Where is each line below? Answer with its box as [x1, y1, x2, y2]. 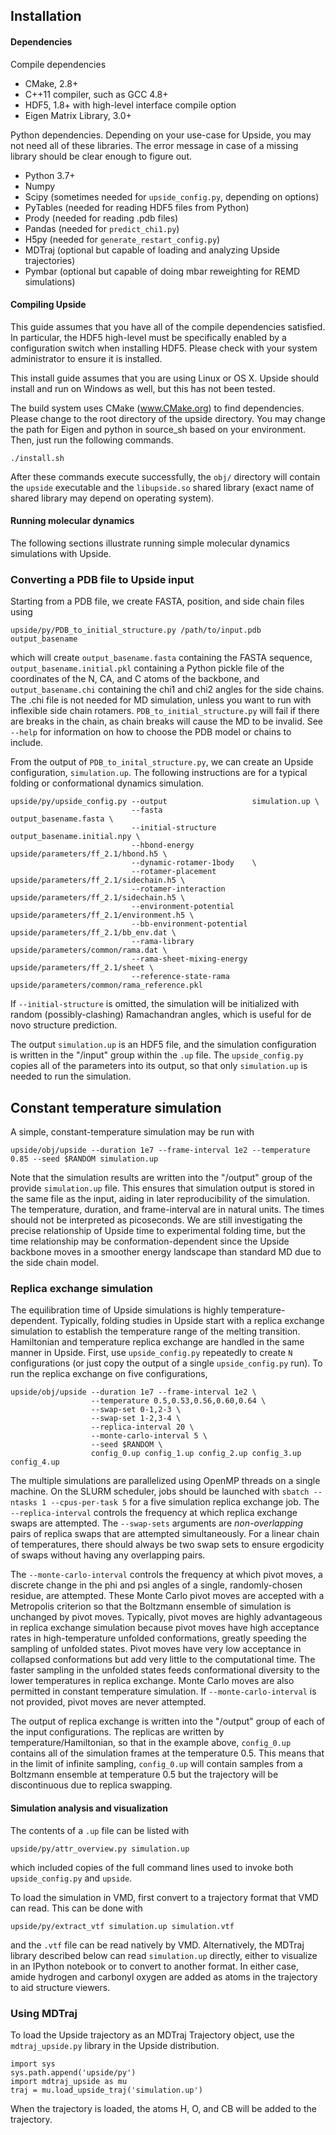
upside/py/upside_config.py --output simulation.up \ [10, 797, 320, 807]
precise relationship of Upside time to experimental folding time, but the [10, 1225, 307, 1237]
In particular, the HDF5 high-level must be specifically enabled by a [10, 331, 287, 343]
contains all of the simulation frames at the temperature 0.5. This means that [10, 1747, 325, 1759]
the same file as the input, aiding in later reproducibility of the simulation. [10, 1193, 311, 1205]
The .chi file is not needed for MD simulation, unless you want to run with [10, 694, 312, 706]
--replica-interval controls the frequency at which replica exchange [10, 1507, 298, 1519]
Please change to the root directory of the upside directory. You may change [10, 412, 326, 424]
